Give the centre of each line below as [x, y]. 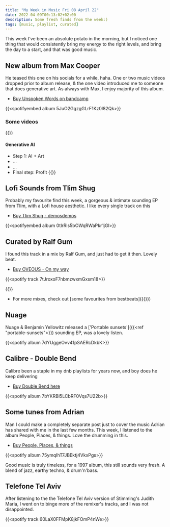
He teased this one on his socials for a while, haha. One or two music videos [85, 78]
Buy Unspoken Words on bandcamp [51, 99]
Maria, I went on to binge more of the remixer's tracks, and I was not [77, 504]
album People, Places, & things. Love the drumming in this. [67, 435]
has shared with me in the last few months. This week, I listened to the [79, 430]
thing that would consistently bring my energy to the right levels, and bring [83, 44]
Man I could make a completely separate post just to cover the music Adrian [85, 424]
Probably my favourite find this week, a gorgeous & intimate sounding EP [82, 200]
